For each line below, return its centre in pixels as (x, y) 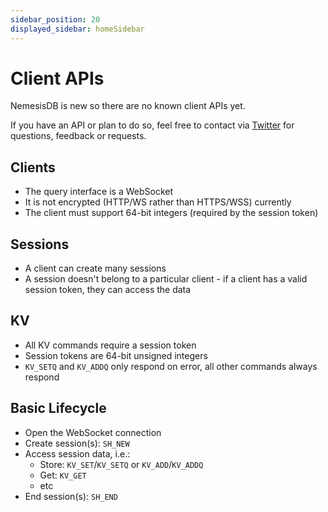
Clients (33, 167)
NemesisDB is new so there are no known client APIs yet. (128, 106)
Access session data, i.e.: (77, 453)
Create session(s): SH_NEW (77, 443)
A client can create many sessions (95, 268)
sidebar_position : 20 (55, 19)
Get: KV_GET (63, 475)
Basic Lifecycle (58, 408)
